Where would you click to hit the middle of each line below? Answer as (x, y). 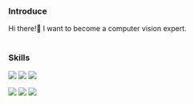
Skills (19, 58)
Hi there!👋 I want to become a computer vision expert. (97, 29)
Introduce (28, 11)
